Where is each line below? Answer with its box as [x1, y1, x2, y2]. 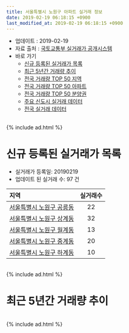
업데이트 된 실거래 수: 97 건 [15, 176, 80, 183]
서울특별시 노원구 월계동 [9, 226, 74, 234]
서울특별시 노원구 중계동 [9, 237, 74, 245]
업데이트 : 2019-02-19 [15, 37, 68, 45]
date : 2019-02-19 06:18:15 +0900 [6, 15, 91, 21]
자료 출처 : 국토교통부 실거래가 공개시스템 [15, 45, 113, 52]
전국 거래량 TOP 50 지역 [24, 75, 82, 82]
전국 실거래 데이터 [24, 105, 67, 112]
